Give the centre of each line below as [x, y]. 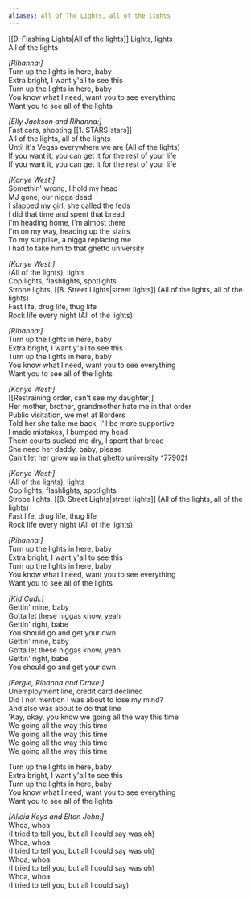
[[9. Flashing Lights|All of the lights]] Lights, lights [91, 39]
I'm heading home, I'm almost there [67, 222]
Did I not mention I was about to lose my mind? [86, 699]
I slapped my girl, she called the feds [69, 205]
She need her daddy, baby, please [65, 449]
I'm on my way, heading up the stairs [69, 231]
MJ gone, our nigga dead [50, 197]
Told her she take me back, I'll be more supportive [91, 423]
